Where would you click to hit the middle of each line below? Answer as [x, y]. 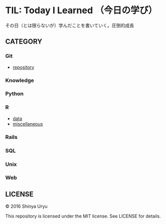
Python [14, 94]
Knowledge [20, 80]
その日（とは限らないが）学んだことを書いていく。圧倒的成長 [70, 25]
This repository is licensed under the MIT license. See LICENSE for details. [83, 216]
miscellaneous [28, 124]
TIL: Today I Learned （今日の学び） [81, 10]
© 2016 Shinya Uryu [26, 206]
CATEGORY [24, 42]
